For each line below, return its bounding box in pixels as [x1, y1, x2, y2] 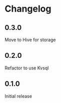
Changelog [4, 3, 51, 15]
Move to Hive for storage [4, 37, 56, 43]
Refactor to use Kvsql [4, 64, 49, 71]
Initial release [4, 93, 32, 99]
